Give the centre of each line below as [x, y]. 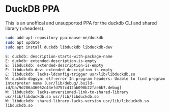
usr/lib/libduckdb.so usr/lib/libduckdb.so [52, 96]
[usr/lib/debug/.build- [69, 83]
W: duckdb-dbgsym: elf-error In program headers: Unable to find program [85, 79]
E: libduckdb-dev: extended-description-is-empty [59, 70]
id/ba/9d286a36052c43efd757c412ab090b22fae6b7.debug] [64, 88]
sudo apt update [22, 42]
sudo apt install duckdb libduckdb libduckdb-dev [59, 47]
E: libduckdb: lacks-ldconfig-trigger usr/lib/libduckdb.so [70, 74]
